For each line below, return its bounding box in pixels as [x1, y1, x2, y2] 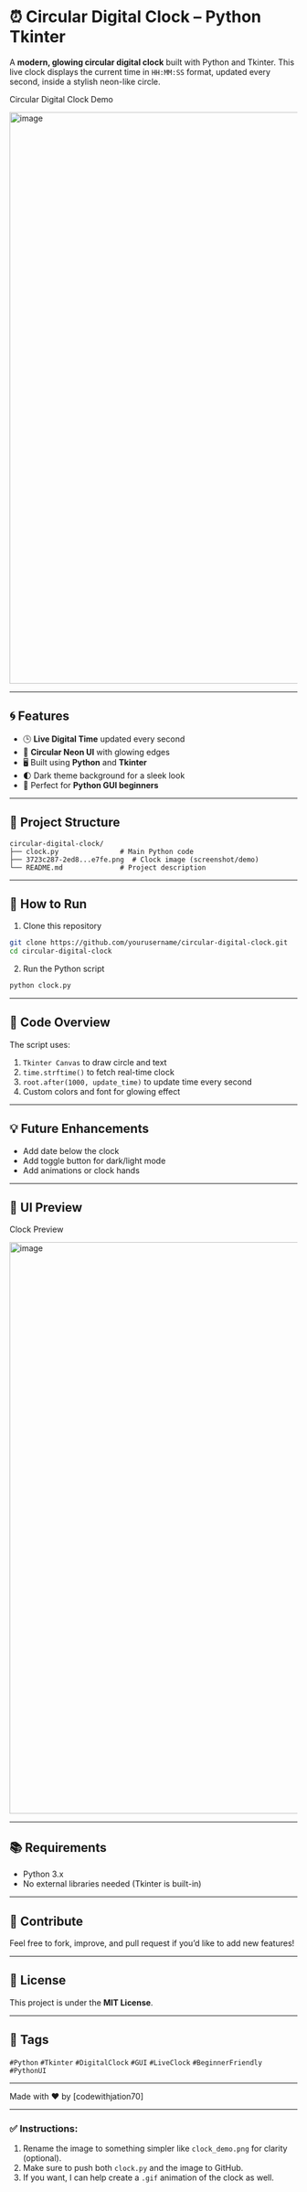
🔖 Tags [9, 2032, 49, 2048]
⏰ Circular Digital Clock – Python [9, 6, 262, 27]
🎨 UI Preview [9, 1200, 83, 1215]
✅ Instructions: [9, 2122, 79, 2134]
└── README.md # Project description [9, 862, 206, 872]
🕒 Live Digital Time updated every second [22, 733, 185, 744]
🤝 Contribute [9, 1913, 84, 1929]
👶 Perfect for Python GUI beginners [22, 779, 159, 790]
